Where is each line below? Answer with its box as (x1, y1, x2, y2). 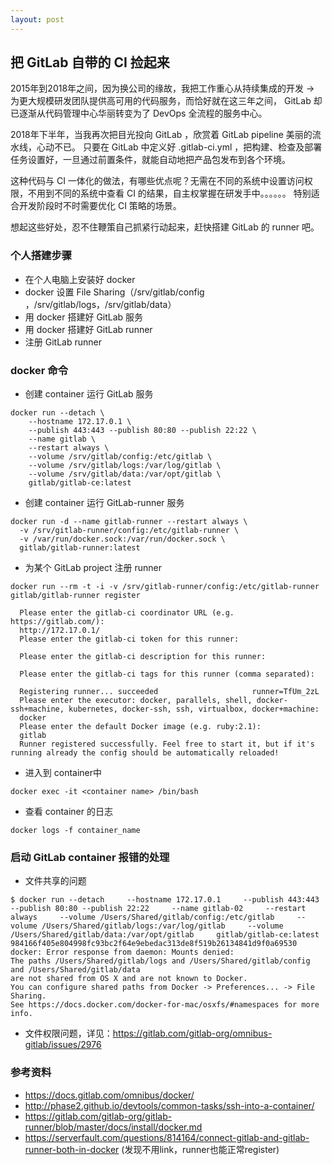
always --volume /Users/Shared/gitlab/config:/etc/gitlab (10, 912, 275, 923)
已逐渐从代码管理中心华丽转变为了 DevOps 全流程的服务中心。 (10, 107, 268, 120)
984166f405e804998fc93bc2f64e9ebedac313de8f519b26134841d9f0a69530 (10, 939, 298, 949)
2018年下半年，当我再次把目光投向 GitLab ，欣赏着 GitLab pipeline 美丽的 (10, 129, 313, 141)
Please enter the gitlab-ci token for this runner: (19, 634, 240, 645)
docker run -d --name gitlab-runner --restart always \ (10, 517, 248, 527)
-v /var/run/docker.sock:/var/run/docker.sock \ (19, 534, 226, 545)
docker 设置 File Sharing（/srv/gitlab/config (24, 286, 205, 298)
